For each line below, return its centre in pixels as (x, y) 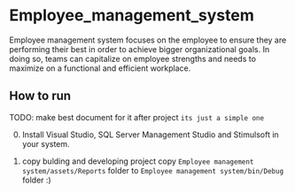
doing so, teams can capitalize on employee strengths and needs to (133, 58)
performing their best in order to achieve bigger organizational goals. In (140, 49)
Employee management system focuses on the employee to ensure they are (148, 40)
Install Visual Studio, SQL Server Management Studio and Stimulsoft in (150, 135)
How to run (40, 96)
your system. (46, 143)
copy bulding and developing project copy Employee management (138, 161)
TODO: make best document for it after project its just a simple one (136, 117)
